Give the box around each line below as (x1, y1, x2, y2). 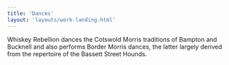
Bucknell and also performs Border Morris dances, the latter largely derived (7, 42, 223, 51)
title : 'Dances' (7, 10, 54, 17)
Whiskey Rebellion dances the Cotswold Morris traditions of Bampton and (7, 35, 217, 43)
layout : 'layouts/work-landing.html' (7, 16, 116, 23)
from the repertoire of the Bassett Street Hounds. (7, 49, 147, 58)
